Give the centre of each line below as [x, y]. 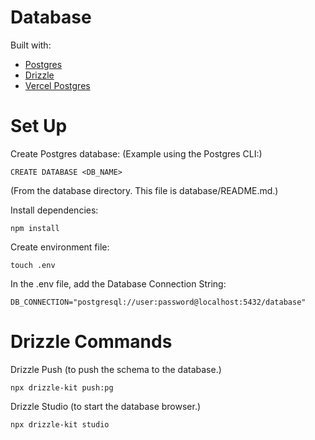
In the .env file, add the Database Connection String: [118, 283]
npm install [35, 228]
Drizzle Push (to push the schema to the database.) [116, 369]
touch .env [33, 265]
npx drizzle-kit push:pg [62, 387]
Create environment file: [60, 247]
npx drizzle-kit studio [60, 424]
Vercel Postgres [57, 85]
